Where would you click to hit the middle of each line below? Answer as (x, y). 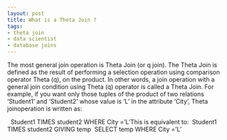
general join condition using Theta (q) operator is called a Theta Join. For (111, 87)
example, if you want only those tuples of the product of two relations (106, 94)
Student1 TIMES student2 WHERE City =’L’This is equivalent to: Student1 (113, 122)
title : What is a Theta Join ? (52, 20)
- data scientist (32, 39)
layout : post (26, 13)
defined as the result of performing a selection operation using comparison (113, 72)
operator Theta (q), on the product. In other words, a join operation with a (111, 79)
